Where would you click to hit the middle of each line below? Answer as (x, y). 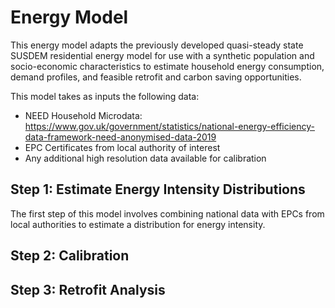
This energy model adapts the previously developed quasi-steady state (157, 45)
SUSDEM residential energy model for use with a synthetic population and (162, 55)
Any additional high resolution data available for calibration (145, 158)
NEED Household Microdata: (83, 115)
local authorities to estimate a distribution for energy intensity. (138, 224)
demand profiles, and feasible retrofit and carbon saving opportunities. (156, 77)
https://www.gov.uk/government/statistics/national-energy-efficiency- (170, 126)
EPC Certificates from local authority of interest (122, 147)
